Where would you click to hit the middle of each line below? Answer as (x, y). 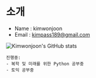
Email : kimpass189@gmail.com (52, 34)
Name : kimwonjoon (38, 28)
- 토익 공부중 (20, 70)
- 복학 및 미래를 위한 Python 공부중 (45, 64)
